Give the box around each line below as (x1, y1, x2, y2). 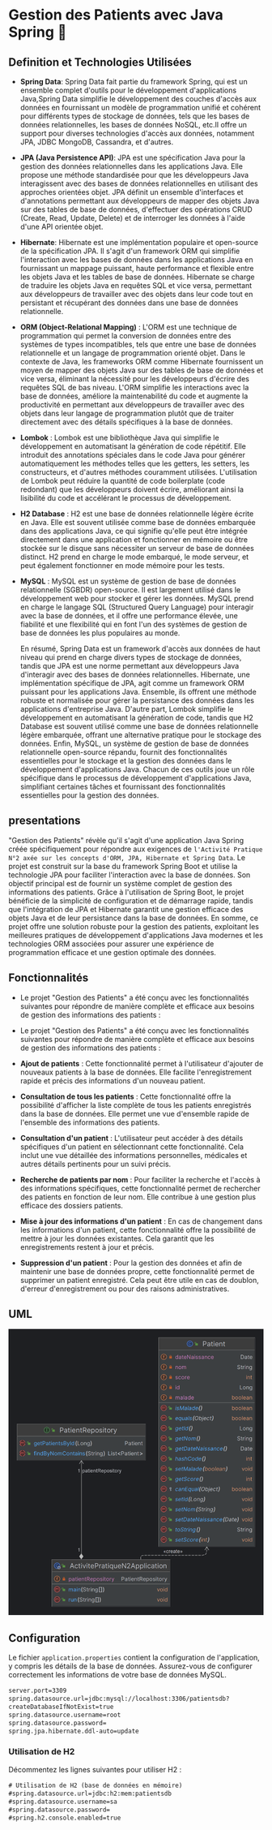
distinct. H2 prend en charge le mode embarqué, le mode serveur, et (19, 552, 249, 562)
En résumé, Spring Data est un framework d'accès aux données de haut (19, 644, 261, 653)
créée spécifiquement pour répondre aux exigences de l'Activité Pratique (8, 844, 263, 854)
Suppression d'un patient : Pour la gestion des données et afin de (19, 1258, 243, 1268)
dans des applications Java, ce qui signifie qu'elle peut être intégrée (19, 526, 249, 536)
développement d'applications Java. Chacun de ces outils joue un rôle (19, 764, 255, 774)
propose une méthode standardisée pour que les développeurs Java (19, 170, 249, 179)
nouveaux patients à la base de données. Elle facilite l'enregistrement (19, 1067, 253, 1077)
